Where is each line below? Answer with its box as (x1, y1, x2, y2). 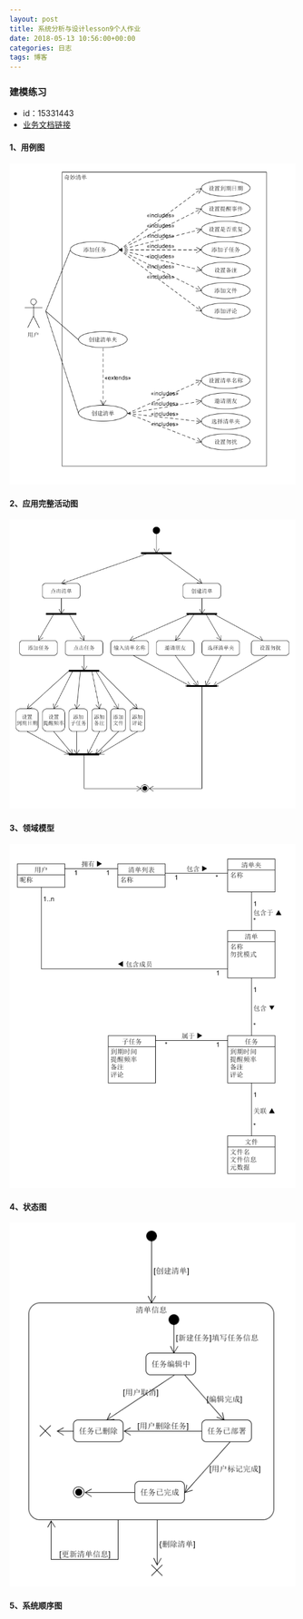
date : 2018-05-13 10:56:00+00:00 (9, 34, 136, 43)
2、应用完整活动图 (9, 498, 79, 509)
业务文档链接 (22, 119, 71, 131)
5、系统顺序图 (9, 1600, 63, 1611)
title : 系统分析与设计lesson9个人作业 (9, 24, 142, 34)
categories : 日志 (9, 44, 73, 53)
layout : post (9, 15, 59, 24)
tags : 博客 (9, 53, 48, 63)
